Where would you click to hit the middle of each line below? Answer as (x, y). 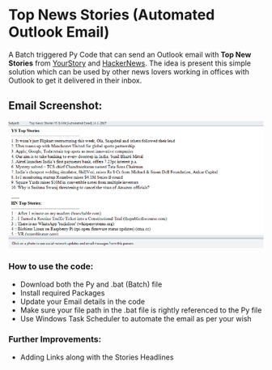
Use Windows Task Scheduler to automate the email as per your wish (136, 318)
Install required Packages (62, 292)
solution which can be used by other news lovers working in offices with (129, 71)
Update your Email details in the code (83, 301)
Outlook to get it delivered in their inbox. (75, 80)
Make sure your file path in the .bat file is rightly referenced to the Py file (141, 310)
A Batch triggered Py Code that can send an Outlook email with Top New (130, 54)
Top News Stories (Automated (112, 15)
